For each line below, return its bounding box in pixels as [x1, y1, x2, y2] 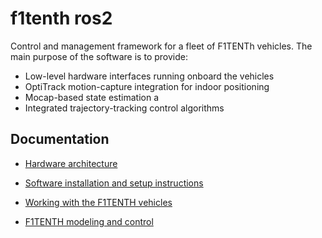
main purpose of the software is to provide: [10, 50, 188, 62]
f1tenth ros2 [10, 7, 113, 30]
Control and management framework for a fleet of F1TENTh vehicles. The [10, 40, 313, 52]
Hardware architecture [24, 157, 118, 169]
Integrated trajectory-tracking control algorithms [24, 102, 225, 114]
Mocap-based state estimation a [24, 91, 160, 103]
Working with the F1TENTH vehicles [24, 196, 173, 208]
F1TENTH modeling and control [24, 215, 154, 227]
